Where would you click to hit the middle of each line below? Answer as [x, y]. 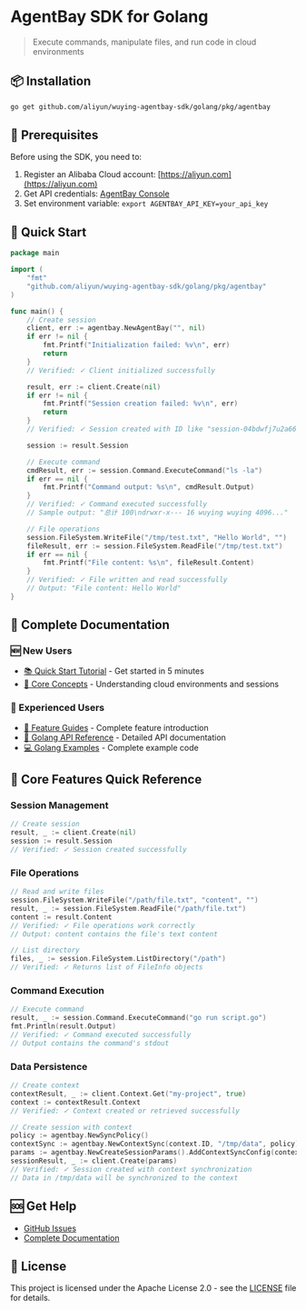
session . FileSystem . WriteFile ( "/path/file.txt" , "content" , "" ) [134, 900]
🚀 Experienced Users [58, 708]
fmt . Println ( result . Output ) [64, 1026]
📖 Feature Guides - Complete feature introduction [116, 727]
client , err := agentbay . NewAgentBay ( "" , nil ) [116, 328]
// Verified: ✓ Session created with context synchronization [131, 1169]
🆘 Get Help [44, 1206]
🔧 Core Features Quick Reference [106, 780]
